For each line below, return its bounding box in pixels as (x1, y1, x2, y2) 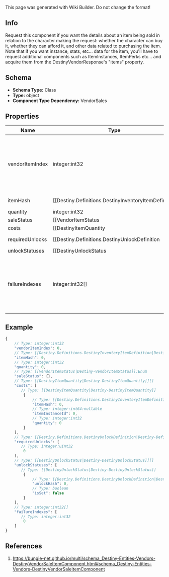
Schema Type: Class (12, 87, 56, 93)
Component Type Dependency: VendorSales (12, 98, 107, 104)
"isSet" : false (32, 490, 64, 496)
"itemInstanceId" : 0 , (32, 411, 78, 417)
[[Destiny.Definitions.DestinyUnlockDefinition (52, 236, 160, 243)
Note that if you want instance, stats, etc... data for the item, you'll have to (5, 48, 158, 54)
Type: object (12, 92, 39, 98)
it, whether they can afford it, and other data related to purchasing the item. (5, 43, 161, 49)
